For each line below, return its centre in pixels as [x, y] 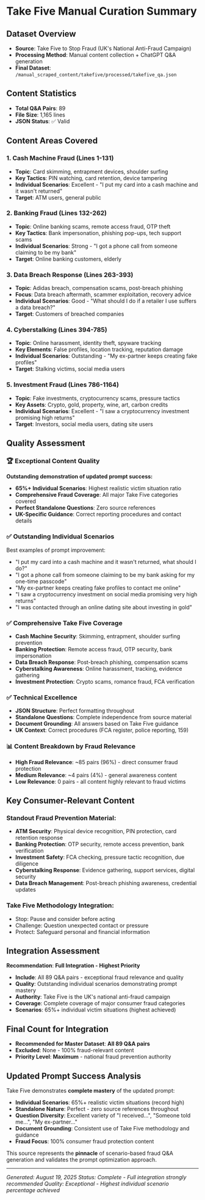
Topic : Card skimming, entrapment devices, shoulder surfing [92, 172]
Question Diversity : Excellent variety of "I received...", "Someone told [103, 1115]
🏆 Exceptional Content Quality [53, 461]
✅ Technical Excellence [42, 697]
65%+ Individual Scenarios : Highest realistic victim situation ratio [98, 488]
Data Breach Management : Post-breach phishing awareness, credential [106, 883]
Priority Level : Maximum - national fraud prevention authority [93, 1057]
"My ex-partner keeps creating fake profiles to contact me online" [98, 588]
